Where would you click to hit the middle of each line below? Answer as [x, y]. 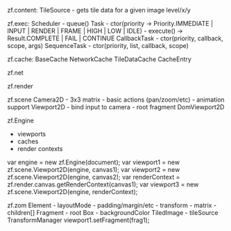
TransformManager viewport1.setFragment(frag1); [78, 220]
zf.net [16, 73]
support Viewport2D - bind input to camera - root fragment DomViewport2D [116, 107]
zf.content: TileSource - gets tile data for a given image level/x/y [99, 10]
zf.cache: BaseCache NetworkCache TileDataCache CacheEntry [100, 59]
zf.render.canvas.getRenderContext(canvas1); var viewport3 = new [103, 184]
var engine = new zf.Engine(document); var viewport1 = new [94, 162]
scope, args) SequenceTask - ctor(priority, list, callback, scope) [98, 46]
